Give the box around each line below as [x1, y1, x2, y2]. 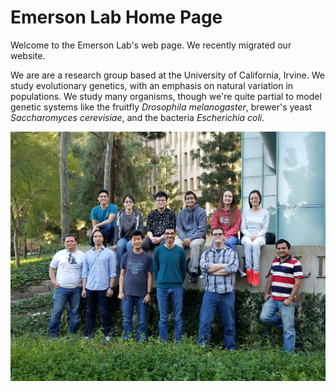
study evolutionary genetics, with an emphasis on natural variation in [10, 79, 294, 91]
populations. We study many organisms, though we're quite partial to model [10, 90, 322, 102]
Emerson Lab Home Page [10, 6, 223, 29]
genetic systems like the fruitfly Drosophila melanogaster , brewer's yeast [10, 101, 313, 113]
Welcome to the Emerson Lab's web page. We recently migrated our [10, 39, 292, 51]
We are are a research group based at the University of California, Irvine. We [10, 69, 325, 81]
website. [10, 49, 46, 61]
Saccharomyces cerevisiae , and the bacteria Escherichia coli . [10, 111, 265, 123]
